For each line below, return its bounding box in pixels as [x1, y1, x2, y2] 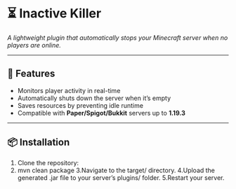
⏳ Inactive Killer [7, 6, 102, 22]
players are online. [7, 41, 62, 49]
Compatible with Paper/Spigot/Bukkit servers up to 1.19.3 [17, 108, 186, 117]
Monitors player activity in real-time [17, 86, 121, 94]
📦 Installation [7, 136, 70, 148]
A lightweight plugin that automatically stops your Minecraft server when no [7, 33, 228, 42]
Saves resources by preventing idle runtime [17, 101, 144, 109]
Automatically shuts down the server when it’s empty [17, 94, 171, 102]
